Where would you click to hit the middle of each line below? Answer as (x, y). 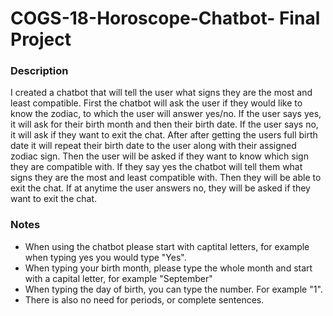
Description (39, 71)
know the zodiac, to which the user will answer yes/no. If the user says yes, (166, 114)
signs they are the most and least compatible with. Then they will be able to (166, 178)
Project (41, 39)
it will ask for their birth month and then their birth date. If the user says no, (164, 124)
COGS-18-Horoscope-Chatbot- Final (165, 18)
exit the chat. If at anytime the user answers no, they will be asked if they (160, 188)
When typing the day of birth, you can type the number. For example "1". (173, 289)
